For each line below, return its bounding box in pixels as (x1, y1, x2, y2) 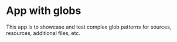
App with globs (6, 4, 81, 17)
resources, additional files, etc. (6, 29, 81, 36)
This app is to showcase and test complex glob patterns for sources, (6, 23, 172, 30)
